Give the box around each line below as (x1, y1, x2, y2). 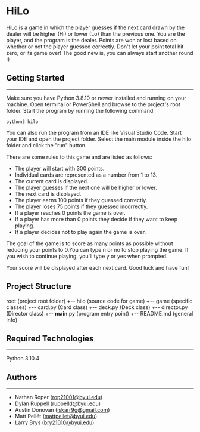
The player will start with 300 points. (14, 165, 105, 172)
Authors (6, 372, 37, 382)
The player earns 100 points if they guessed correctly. (14, 196, 148, 203)
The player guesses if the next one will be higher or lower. (14, 184, 157, 191)
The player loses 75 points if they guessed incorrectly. (14, 203, 148, 210)
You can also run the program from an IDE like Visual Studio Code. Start (6, 129, 182, 136)
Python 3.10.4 (6, 355, 40, 362)
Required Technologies (6, 333, 94, 344)
